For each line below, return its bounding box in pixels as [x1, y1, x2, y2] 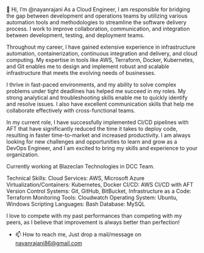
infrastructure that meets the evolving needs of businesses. [6, 69, 156, 76]
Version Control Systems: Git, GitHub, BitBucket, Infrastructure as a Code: [6, 187, 192, 195]
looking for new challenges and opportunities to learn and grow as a [6, 138, 178, 145]
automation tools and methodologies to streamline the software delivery [6, 19, 187, 26]
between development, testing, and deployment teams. [6, 32, 145, 39]
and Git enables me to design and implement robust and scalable [6, 63, 169, 70]
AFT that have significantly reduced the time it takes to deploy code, [6, 125, 178, 132]
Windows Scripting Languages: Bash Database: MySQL [6, 201, 146, 207]
